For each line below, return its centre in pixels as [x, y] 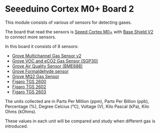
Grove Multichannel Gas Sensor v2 [47, 56]
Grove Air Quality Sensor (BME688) [47, 66]
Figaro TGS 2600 [29, 82]
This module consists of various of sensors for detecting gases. [68, 22]
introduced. [16, 126]
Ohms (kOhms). [21, 111]
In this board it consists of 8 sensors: [42, 46]
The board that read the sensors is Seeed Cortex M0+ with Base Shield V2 [79, 32]
